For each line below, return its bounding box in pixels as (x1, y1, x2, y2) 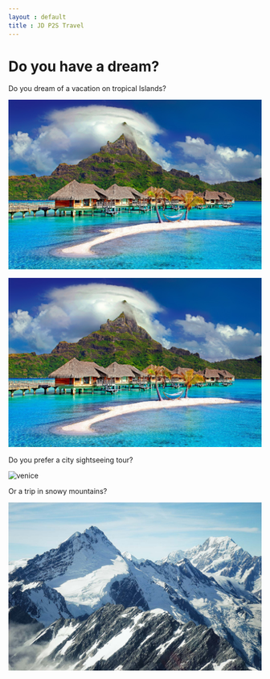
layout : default (8, 13, 67, 21)
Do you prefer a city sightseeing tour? (8, 455, 133, 465)
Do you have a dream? (8, 57, 160, 76)
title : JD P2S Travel (8, 21, 84, 30)
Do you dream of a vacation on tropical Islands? (8, 84, 166, 93)
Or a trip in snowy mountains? (8, 486, 108, 495)
